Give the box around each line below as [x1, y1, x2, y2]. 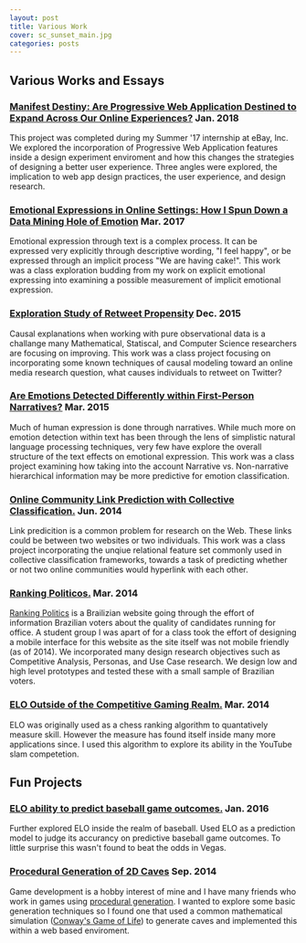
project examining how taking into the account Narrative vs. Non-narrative [9, 461, 290, 471]
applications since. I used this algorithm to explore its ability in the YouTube [9, 738, 292, 749]
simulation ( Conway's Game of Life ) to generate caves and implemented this [9, 915, 298, 926]
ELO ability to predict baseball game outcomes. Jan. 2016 [9, 802, 269, 815]
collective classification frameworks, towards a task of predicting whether [9, 555, 288, 566]
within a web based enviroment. [9, 925, 130, 936]
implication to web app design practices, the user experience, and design [9, 171, 286, 182]
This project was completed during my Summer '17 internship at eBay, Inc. [9, 132, 290, 143]
